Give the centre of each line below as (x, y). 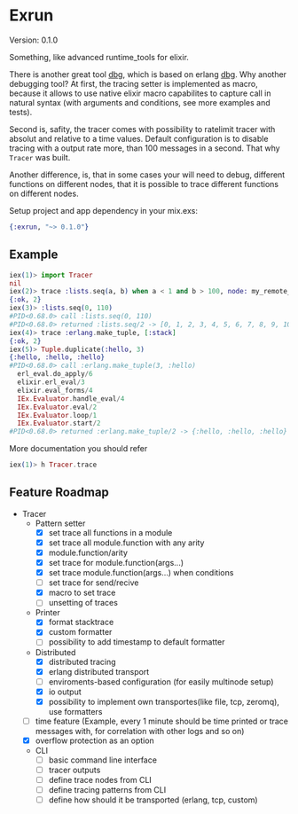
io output (65, 692)
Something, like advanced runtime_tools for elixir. (99, 57)
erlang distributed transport (99, 671)
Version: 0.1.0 (34, 40)
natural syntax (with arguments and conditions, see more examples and (140, 102)
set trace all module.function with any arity (126, 543)
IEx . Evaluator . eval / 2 (57, 407)
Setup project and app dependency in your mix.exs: (103, 210)
